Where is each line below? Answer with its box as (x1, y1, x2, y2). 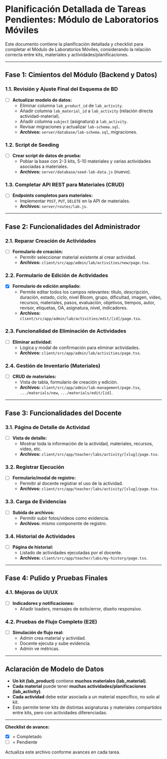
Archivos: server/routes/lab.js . (19, 203, 88, 209)
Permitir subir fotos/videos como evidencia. (19, 515, 109, 521)
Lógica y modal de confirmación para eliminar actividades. (19, 344, 140, 350)
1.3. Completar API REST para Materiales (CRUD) (5, 181, 125, 188)
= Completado (12, 733, 42, 739)
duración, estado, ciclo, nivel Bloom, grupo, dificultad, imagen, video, (19, 294, 162, 300)
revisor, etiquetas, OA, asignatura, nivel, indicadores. (19, 305, 128, 311)
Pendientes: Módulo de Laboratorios (5, 14, 159, 25)
